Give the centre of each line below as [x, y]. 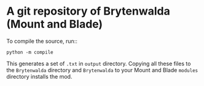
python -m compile [30, 52]
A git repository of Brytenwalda [88, 11]
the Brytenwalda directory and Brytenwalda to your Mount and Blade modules [102, 70]
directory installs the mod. [39, 76]
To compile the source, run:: [42, 41]
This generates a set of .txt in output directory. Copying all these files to [99, 63]
